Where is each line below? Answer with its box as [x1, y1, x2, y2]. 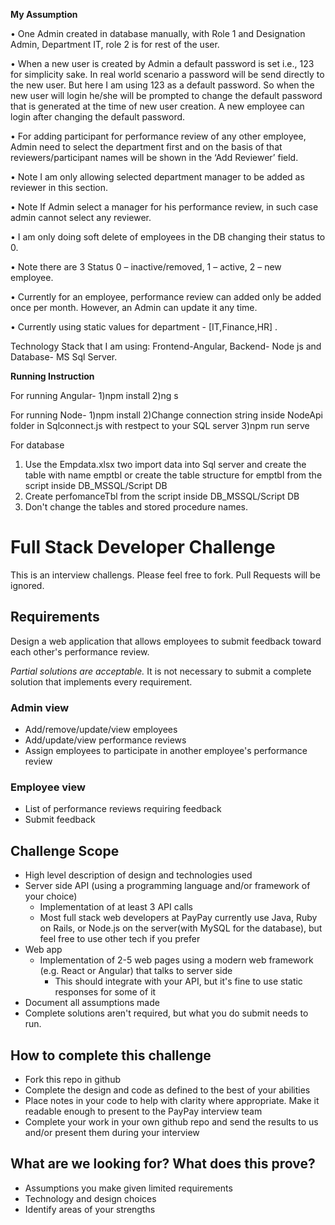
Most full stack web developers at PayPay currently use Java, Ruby [39, 912, 318, 924]
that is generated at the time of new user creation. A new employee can [10, 100, 305, 112]
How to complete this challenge [10, 1047, 212, 1064]
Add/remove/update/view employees [24, 724, 178, 736]
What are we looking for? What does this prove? [10, 1155, 316, 1173]
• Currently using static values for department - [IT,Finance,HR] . [10, 321, 278, 333]
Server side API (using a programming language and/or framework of [24, 880, 311, 892]
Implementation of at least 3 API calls [39, 901, 193, 913]
